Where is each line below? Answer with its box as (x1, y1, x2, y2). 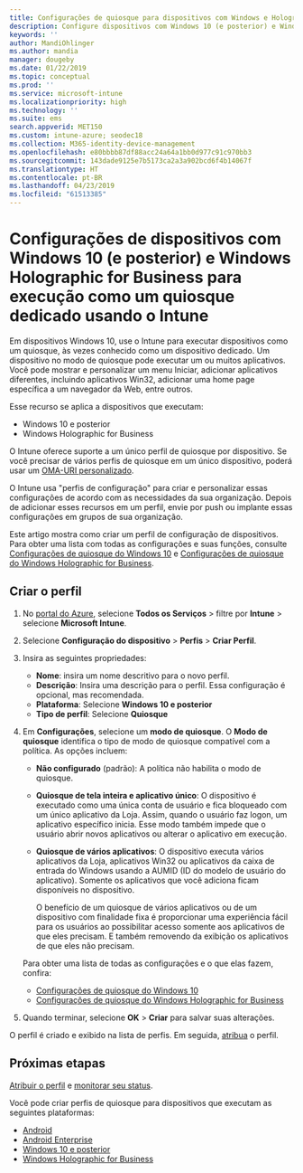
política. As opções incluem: (22, 745, 128, 756)
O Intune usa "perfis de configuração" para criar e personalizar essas (9, 482, 268, 493)
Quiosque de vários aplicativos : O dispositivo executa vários (35, 846, 264, 856)
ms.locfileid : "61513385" (9, 190, 106, 199)
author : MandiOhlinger (9, 38, 95, 48)
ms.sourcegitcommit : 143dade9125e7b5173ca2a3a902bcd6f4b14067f (9, 156, 252, 166)
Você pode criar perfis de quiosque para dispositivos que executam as (9, 1097, 272, 1108)
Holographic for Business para (9, 268, 243, 288)
